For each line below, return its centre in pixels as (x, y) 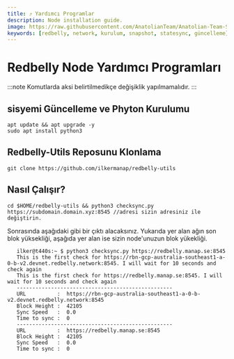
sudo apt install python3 (45, 131)
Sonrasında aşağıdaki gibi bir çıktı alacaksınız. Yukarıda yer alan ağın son (112, 231)
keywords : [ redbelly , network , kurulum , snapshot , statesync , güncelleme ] (118, 33)
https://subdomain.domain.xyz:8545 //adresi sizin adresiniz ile (104, 212)
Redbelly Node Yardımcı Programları (114, 68)
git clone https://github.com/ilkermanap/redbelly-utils (92, 168)
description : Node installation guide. (65, 20)
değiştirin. (24, 218)
